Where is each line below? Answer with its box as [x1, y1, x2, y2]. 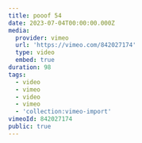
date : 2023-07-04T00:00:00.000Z [8, 19, 115, 27]
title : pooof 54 [8, 11, 62, 20]
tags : [8, 71, 26, 79]
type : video [15, 48, 56, 56]
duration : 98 [8, 64, 52, 71]
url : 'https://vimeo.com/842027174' [15, 41, 136, 49]
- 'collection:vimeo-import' [15, 108, 112, 116]
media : [8, 26, 30, 34]
